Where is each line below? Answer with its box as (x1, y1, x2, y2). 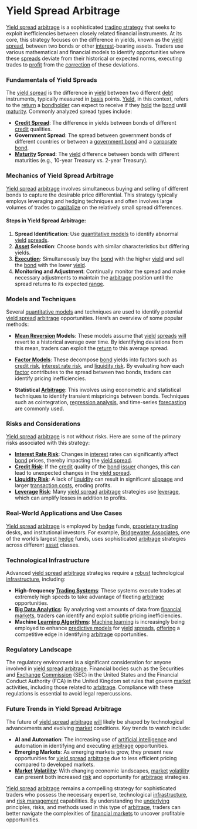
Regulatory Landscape (6, 645, 72, 654)
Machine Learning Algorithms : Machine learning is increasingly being (14, 618, 185, 625)
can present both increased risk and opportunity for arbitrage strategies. (14, 773, 191, 780)
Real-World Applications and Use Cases (6, 509, 123, 517)
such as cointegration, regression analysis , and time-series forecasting (14, 399, 186, 406)
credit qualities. (14, 125, 52, 133)
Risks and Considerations (6, 420, 81, 428)
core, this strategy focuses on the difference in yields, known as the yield (6, 36, 183, 43)
